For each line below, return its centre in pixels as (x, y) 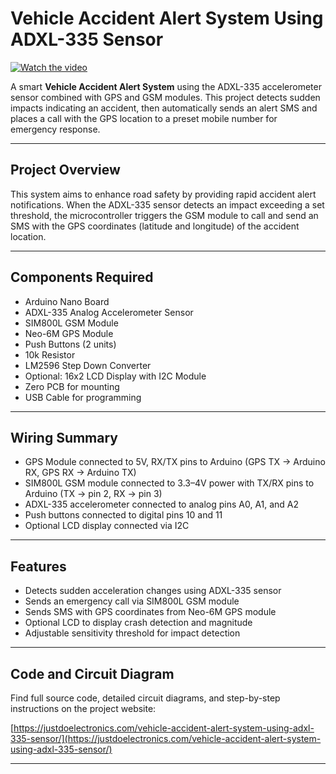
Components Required (82, 277)
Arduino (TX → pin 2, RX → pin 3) (93, 494)
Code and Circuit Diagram (92, 673)
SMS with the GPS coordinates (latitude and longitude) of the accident (155, 226)
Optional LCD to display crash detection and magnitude (138, 623)
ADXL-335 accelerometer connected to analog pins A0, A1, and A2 (162, 504)
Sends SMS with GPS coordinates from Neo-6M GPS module (150, 612)
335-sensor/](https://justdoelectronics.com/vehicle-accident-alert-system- (166, 738)
